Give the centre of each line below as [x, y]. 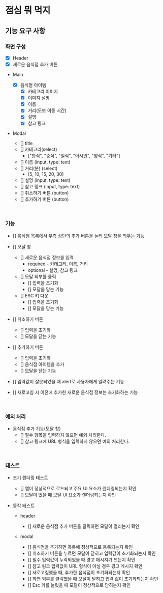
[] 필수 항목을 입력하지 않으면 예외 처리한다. [63, 435]
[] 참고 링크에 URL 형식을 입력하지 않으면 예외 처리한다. [75, 441]
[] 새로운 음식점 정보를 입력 [47, 257]
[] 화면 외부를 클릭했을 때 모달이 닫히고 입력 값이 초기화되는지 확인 [93, 579]
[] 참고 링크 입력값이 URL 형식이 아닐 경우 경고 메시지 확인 [85, 566]
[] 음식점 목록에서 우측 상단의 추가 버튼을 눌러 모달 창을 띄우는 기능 [78, 236]
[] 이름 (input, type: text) [45, 162]
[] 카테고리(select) [39, 149]
